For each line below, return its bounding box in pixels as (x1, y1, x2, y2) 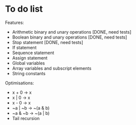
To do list (5, 3, 43, 15)
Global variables (12, 60, 45, 66)
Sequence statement (12, 50, 55, 56)
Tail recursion (12, 115, 40, 121)
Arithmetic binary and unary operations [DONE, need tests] (12, 29, 132, 35)
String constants (12, 70, 45, 76)
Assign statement (12, 55, 48, 61)
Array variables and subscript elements (12, 65, 91, 71)
